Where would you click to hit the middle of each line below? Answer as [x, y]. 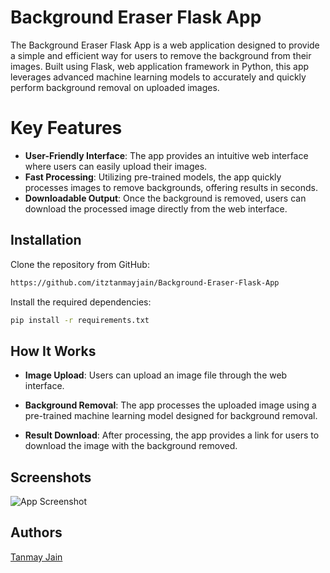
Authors [36, 532]
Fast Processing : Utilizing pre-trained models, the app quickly [153, 177]
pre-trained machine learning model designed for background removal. [171, 416]
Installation [46, 240]
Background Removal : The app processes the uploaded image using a [170, 405]
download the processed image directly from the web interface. [156, 208]
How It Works [53, 351]
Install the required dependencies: [81, 302]
